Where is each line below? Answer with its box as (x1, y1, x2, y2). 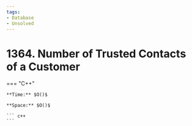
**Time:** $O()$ (6, 92, 48, 98)
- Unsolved (6, 20, 34, 26)
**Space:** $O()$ (6, 102, 51, 109)
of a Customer (6, 59, 81, 73)
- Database (6, 15, 34, 21)
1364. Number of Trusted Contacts (6, 46, 186, 61)
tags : (6, 9, 20, 15)
